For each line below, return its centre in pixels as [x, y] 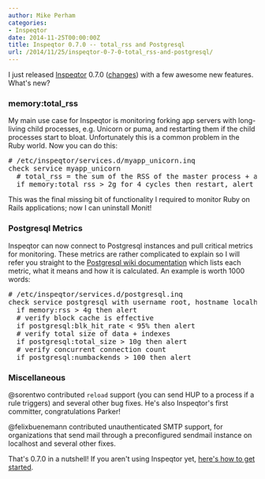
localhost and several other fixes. [62, 443]
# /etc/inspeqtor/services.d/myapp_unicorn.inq [102, 161]
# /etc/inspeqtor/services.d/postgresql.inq [96, 294]
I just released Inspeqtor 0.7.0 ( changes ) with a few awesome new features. [131, 75]
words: [19, 279]
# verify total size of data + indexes [93, 333]
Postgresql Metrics [45, 228]
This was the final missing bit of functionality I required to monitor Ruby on [129, 200]
